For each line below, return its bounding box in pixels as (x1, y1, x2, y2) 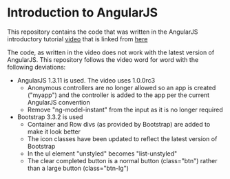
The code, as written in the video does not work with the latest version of (7, 48, 215, 56)
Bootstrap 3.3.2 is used (17, 112, 83, 121)
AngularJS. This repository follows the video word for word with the (7, 55, 199, 63)
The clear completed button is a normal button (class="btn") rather (27, 156, 218, 165)
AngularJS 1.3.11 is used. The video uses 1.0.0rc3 (17, 76, 156, 84)
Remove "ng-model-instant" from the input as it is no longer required (27, 105, 224, 114)
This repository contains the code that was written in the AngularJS (7, 28, 198, 36)
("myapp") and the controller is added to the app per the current (27, 91, 210, 99)
